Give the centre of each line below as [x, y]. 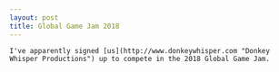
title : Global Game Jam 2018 [65, 26]
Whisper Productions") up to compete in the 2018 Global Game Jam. [140, 58]
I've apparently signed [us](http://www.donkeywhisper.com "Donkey [140, 50]
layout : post [34, 18]
